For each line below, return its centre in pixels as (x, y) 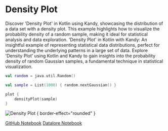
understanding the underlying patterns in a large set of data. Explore (77, 50)
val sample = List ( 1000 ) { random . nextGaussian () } (61, 85)
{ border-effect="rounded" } (66, 113)
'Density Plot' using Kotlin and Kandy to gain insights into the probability (80, 56)
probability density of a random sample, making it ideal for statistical (77, 34)
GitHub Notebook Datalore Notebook (44, 123)
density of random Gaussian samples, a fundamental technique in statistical (84, 61)
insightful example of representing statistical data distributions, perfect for (83, 45)
